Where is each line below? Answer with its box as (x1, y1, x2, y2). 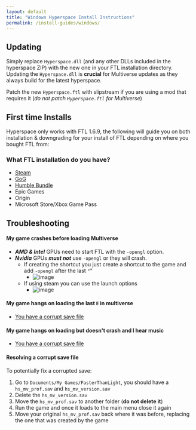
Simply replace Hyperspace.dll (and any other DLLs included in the (6, 58, 171, 65)
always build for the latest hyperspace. (6, 77, 102, 84)
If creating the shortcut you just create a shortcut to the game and (23, 260, 186, 268)
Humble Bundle (14, 182, 53, 189)
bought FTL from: (6, 141, 50, 148)
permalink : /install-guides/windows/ (6, 20, 100, 26)
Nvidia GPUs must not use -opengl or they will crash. (14, 254, 147, 262)
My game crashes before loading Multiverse (6, 235, 118, 242)
